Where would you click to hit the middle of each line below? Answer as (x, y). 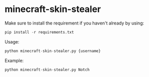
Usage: (12, 41)
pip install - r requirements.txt (39, 32)
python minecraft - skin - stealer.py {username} (53, 51)
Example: (14, 60)
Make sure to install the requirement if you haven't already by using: (74, 23)
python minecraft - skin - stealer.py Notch (47, 69)
